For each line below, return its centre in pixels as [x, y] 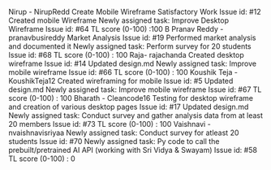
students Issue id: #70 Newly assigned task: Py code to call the [114, 141]
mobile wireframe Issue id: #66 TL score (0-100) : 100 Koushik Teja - [123, 72]
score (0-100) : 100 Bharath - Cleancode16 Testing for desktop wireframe [131, 98]
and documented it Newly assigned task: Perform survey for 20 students [130, 46]
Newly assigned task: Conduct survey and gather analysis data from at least [136, 116]
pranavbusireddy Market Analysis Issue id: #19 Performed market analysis [132, 37]
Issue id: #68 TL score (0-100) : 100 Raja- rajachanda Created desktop [127, 55]
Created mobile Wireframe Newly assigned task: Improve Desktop [119, 20]
